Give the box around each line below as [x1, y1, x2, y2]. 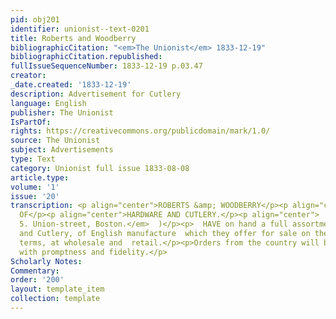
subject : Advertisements [10, 145, 114, 155]
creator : [10, 71, 47, 81]
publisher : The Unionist [10, 107, 114, 118]
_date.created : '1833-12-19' [10, 80, 132, 90]
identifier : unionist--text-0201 [10, 24, 150, 34]
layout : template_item [10, 284, 105, 295]
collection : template [10, 294, 101, 304]
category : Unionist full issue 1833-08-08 [10, 163, 190, 173]
